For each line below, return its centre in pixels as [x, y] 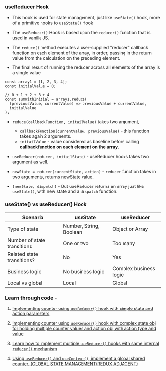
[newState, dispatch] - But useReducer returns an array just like [78, 186]
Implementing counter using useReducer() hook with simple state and [83, 308]
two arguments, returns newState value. [53, 177]
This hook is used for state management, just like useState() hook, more [86, 18]
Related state [23, 254]
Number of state [26, 240]
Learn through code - [31, 298]
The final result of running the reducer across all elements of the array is [86, 67]
